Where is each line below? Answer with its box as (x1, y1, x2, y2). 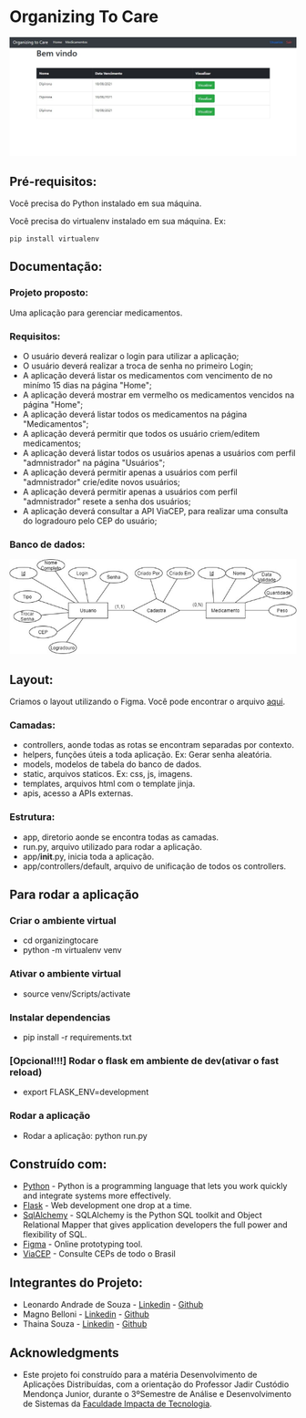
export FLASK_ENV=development (22, 1087, 149, 1098)
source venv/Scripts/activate (22, 988, 131, 999)
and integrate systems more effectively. (22, 1190, 171, 1201)
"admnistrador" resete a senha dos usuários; (22, 495, 191, 507)
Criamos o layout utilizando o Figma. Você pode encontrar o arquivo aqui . (9, 696, 286, 708)
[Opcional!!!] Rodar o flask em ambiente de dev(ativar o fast (9, 1054, 280, 1067)
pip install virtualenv (9, 234, 100, 243)
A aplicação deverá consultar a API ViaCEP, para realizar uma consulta (22, 505, 289, 516)
